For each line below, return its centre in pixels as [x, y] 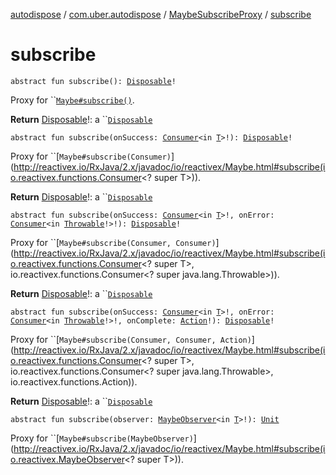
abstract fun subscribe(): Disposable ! [93, 81]
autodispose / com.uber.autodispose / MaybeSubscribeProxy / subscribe [161, 14]
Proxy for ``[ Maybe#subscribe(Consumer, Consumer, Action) [131, 339]
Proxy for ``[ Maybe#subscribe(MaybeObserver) [102, 438]
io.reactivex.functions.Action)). [74, 381]
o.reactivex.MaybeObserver [67, 459]
